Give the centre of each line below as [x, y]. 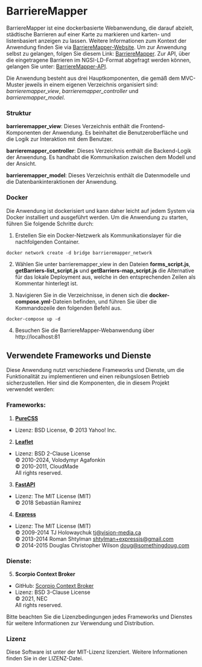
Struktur [19, 113]
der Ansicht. [21, 164]
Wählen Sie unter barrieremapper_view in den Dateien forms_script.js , [103, 264]
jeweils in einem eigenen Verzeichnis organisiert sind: [92, 84]
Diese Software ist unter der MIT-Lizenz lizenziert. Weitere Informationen [97, 652]
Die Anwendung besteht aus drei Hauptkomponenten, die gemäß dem [93, 78]
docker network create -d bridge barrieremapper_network [79, 253]
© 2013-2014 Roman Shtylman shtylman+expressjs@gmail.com [94, 539]
